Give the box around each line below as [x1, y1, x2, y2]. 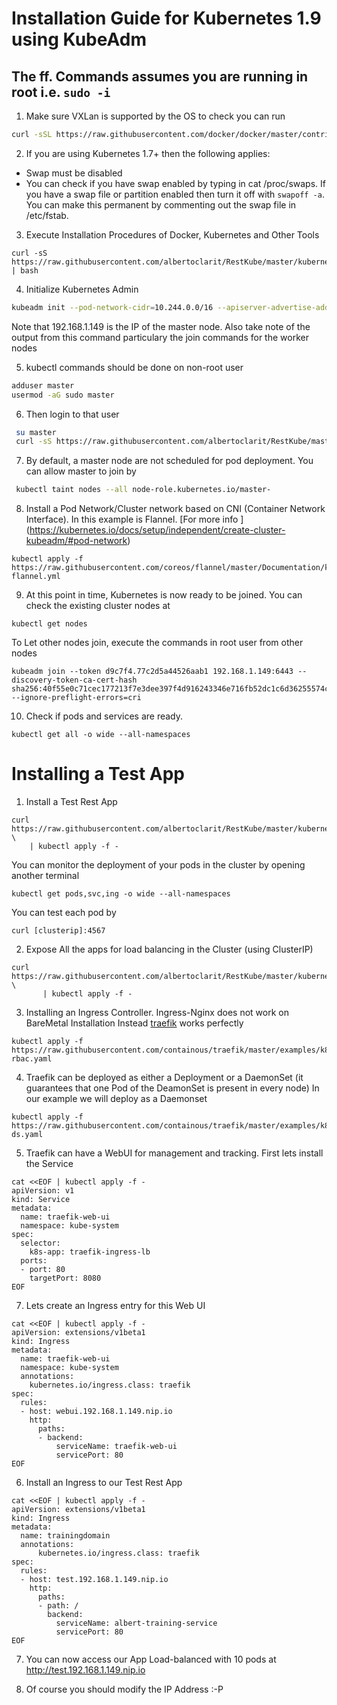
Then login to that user [25, 408, 120, 420]
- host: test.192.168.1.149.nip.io [20, 1575, 169, 1585]
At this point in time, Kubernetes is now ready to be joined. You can [25, 589, 303, 601]
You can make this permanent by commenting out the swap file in [25, 198, 297, 211]
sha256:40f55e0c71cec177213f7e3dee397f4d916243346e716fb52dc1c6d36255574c [11, 684, 330, 694]
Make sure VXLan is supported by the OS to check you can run [25, 110, 286, 122]
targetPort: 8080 [29, 1273, 102, 1284]
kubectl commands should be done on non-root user [25, 361, 244, 373]
